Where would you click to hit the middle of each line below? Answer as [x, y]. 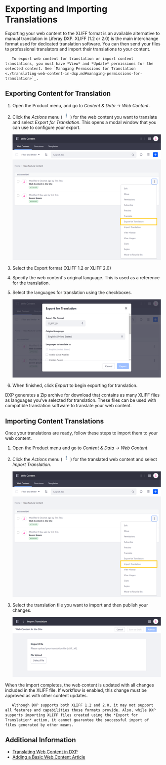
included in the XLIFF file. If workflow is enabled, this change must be [76, 690]
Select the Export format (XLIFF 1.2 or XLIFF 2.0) [62, 268]
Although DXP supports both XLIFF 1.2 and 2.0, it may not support [83, 705]
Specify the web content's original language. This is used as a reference [86, 277]
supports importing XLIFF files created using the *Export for [72, 715]
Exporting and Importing [56, 9]
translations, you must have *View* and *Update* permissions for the [79, 64]
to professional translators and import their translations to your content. [78, 49]
